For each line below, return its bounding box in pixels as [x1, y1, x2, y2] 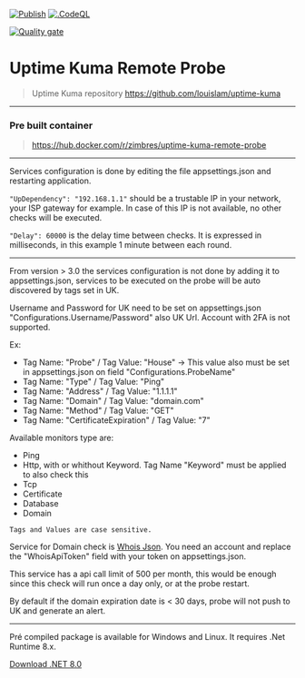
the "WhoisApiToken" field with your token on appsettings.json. [9, 551, 247, 562]
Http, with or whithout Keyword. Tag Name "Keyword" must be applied [22, 459, 287, 471]
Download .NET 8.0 [9, 659, 83, 670]
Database [22, 498, 59, 509]
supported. [9, 322, 51, 333]
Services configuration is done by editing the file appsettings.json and [9, 166, 271, 177]
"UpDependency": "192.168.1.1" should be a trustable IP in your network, [9, 193, 281, 204]
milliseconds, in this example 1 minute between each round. [9, 240, 232, 251]
